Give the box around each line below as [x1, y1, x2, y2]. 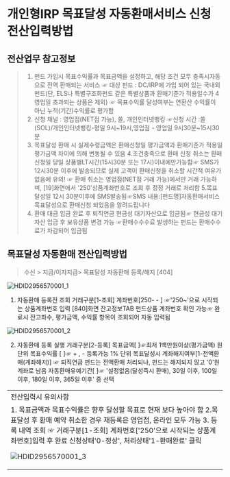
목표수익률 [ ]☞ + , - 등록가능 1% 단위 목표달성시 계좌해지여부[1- [29, 349, 203, 357]
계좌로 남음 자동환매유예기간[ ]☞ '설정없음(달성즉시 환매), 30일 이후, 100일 [16, 366, 218, 374]
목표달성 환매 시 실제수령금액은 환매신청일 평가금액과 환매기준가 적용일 [34, 141, 223, 149]
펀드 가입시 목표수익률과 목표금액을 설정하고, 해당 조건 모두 [34, 73, 192, 80]
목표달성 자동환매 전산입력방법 [7, 248, 128, 260]
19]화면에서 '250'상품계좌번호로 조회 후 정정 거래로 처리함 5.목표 [45, 184, 218, 192]
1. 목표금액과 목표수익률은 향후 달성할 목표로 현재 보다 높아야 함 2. [10, 405, 212, 415]
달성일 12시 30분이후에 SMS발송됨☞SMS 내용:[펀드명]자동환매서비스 [34, 193, 220, 200]
